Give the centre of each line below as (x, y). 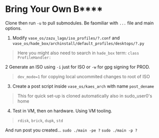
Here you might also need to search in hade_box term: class (78, 53)
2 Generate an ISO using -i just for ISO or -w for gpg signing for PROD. (78, 67)
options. (14, 28)
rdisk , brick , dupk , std (40, 120)
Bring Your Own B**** (54, 9)
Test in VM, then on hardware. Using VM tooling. (62, 111)
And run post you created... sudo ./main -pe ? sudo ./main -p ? (71, 130)
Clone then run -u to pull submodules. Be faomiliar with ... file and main (79, 23)
